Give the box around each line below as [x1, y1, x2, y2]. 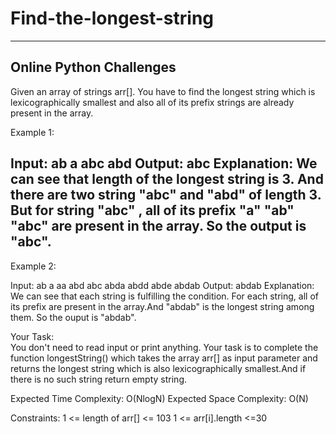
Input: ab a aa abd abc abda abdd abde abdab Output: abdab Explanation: [10, 279, 315, 291]
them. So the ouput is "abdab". [10, 311, 137, 323]
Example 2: [10, 260, 57, 272]
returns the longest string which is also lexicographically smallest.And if [10, 362, 307, 374]
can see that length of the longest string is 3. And [10, 171, 324, 188]
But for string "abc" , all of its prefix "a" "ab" [10, 202, 295, 219]
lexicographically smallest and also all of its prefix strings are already [10, 96, 295, 108]
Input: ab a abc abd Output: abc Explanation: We [10, 155, 318, 172]
